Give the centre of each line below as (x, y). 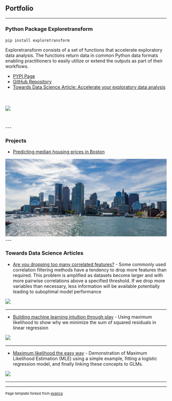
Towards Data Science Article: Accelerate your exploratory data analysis (89, 87)
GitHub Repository (32, 82)
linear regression (30, 328)
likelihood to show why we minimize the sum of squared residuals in (84, 322)
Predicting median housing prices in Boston (59, 152)
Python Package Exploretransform (49, 29)
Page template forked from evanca (34, 393)
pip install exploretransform (38, 40)
